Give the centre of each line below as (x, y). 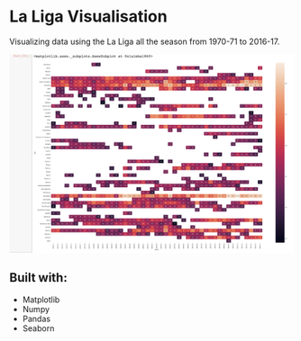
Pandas (36, 319)
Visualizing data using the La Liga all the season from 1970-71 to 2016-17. (145, 41)
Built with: (38, 278)
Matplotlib (41, 300)
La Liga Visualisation (89, 17)
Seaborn (38, 328)
